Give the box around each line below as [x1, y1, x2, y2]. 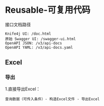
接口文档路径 [5, 21, 31, 27]
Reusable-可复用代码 [5, 4, 91, 16]
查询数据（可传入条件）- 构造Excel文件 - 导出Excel [5, 96, 100, 102]
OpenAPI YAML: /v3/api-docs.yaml [5, 45, 73, 50]
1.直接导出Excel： [5, 86, 41, 92]
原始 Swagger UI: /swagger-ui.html [5, 36, 76, 42]
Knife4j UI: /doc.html [5, 31, 51, 36]
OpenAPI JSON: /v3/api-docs [5, 41, 62, 45]
